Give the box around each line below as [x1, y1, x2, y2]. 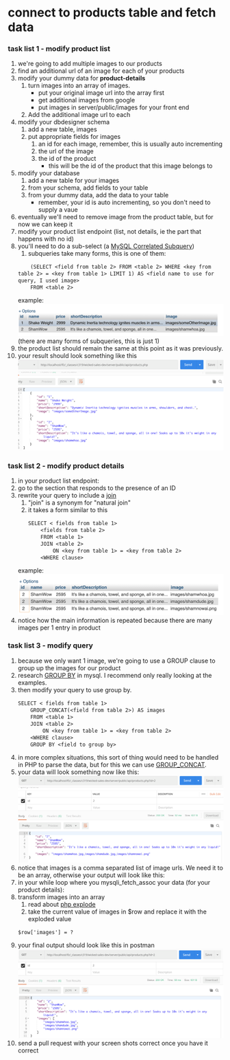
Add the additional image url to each [27, 111, 131, 119]
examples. [17, 678, 47, 687]
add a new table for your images [27, 177, 119, 185]
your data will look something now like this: [17, 768, 140, 776]
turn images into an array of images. [27, 81, 131, 90]
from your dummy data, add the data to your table [27, 191, 169, 199]
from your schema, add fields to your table [27, 184, 149, 192]
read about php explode [27, 900, 96, 908]
